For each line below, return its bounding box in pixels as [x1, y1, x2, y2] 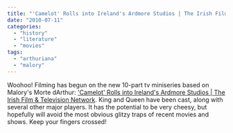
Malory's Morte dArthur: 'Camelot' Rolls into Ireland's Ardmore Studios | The [7, 88, 225, 96]
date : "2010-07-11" [7, 17, 64, 24]
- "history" [13, 29, 49, 37]
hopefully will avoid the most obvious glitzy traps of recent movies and [7, 110, 209, 118]
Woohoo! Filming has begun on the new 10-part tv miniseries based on [7, 80, 209, 89]
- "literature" [13, 36, 58, 43]
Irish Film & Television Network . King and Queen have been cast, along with [7, 95, 223, 104]
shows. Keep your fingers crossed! [7, 117, 107, 125]
